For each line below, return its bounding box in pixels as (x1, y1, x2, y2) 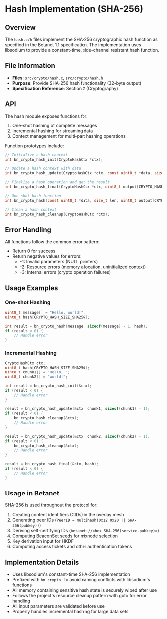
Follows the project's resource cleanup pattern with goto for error (12, 593, 147, 599)
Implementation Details (5, 558, 79, 566)
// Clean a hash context (5, 207, 57, 212)
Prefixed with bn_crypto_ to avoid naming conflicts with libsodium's (12, 577, 150, 583)
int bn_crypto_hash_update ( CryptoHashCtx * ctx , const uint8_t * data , (5, 171, 153, 176)
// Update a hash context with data (5, 166, 81, 171)
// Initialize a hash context (5, 152, 68, 157)
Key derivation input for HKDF (12, 538, 74, 544)
